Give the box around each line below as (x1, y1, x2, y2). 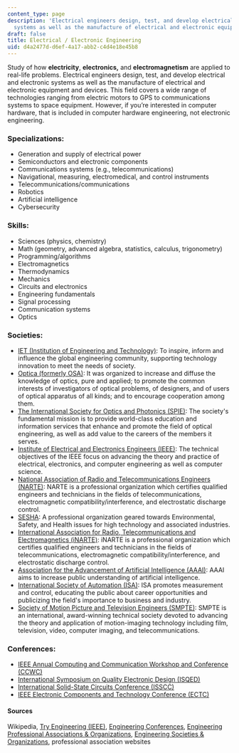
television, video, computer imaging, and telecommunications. (17, 626, 201, 634)
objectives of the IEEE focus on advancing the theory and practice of (17, 452, 220, 460)
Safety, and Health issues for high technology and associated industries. (17, 520, 230, 529)
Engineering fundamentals (17, 290, 95, 298)
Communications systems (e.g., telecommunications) (17, 165, 174, 174)
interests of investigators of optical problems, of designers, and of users (17, 384, 230, 392)
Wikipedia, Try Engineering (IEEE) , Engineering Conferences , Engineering (7, 722, 223, 731)
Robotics (17, 188, 44, 196)
